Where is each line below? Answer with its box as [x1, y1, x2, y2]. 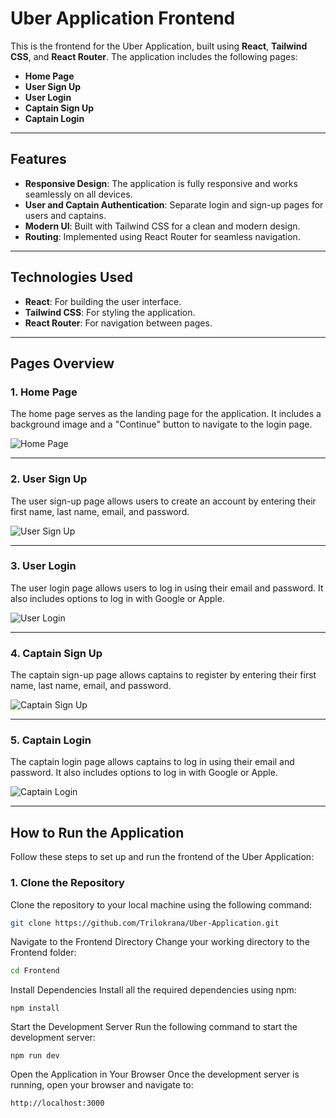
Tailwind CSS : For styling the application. [24, 306, 196, 318]
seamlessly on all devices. [24, 188, 133, 200]
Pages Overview [10, 355, 115, 372]
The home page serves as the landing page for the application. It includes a [10, 408, 322, 420]
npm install [10, 1003, 60, 1014]
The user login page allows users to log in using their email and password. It [10, 582, 324, 594]
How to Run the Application [10, 824, 185, 841]
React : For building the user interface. [24, 295, 182, 307]
